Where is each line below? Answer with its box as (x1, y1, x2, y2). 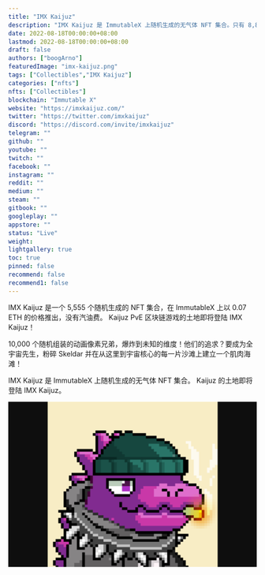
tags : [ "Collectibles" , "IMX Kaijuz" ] (8, 71, 132, 79)
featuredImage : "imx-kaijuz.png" (8, 63, 118, 71)
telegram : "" (8, 129, 51, 137)
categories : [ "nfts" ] (8, 79, 80, 87)
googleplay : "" (8, 212, 58, 220)
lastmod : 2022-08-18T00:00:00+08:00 (8, 38, 129, 46)
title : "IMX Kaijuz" (8, 13, 77, 21)
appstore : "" (8, 221, 51, 229)
